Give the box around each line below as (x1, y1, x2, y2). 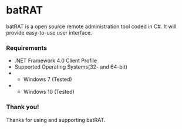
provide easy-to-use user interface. (6, 29, 92, 36)
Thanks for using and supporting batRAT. (6, 116, 106, 123)
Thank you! (6, 103, 39, 111)
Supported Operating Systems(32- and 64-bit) (14, 63, 128, 70)
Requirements (6, 43, 48, 52)
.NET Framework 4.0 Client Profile (14, 57, 97, 64)
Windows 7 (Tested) (23, 76, 72, 83)
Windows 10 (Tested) (23, 89, 75, 96)
